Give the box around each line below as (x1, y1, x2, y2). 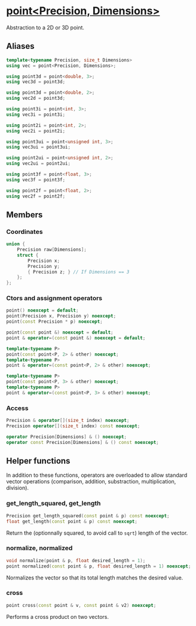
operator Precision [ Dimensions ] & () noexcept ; (6, 434, 127, 440)
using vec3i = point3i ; (6, 112, 66, 118)
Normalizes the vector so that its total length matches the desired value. (6, 574, 183, 581)
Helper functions (6, 456, 71, 466)
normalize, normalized (6, 544, 73, 553)
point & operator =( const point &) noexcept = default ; (6, 335, 146, 341)
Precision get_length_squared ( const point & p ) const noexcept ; (6, 513, 170, 519)
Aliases (6, 41, 35, 51)
